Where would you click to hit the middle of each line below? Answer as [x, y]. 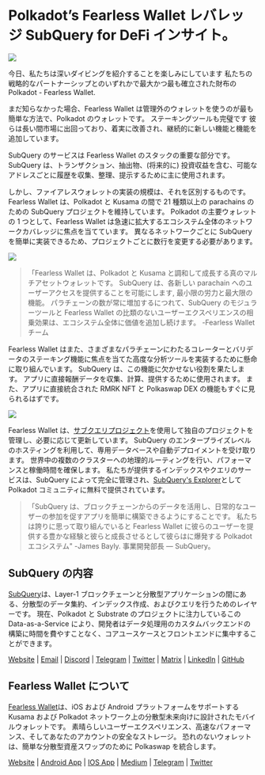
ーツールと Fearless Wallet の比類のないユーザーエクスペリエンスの [137, 312]
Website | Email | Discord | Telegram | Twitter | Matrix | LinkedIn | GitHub [127, 659]
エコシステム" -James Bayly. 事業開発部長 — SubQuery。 [121, 545]
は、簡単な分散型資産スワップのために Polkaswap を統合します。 [114, 746]
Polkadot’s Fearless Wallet [97, 15]
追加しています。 [36, 138]
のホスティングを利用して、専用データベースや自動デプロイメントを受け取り [132, 450]
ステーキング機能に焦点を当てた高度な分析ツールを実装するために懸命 [143, 359]
